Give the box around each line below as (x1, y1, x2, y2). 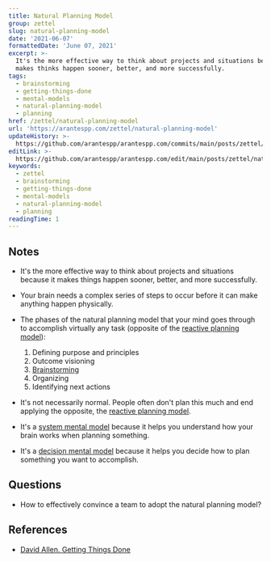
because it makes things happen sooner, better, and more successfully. (19, 275, 258, 285)
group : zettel (8, 19, 56, 27)
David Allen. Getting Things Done (19, 544, 131, 554)
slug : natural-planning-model (8, 27, 110, 35)
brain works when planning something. (19, 430, 150, 441)
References (8, 523, 68, 537)
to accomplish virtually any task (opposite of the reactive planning (19, 323, 240, 333)
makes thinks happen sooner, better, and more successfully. (15, 65, 226, 73)
